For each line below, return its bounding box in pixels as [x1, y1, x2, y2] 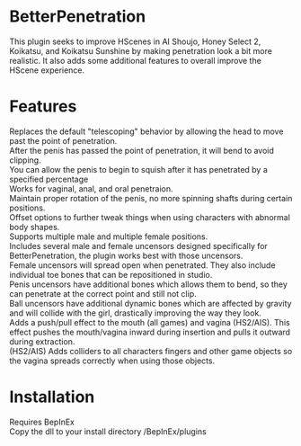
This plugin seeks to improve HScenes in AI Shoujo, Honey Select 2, [9, 36, 261, 47]
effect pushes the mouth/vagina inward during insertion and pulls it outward [9, 326, 290, 337]
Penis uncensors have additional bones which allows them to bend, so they [9, 279, 288, 290]
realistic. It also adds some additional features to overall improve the [9, 55, 262, 66]
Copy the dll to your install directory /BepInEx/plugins [9, 425, 207, 437]
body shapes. [9, 221, 60, 232]
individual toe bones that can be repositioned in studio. [9, 269, 213, 280]
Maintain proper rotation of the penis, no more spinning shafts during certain [9, 192, 293, 203]
